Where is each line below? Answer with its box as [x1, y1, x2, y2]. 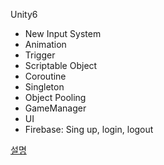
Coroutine [24, 70, 67, 82]
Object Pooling [24, 92, 87, 103]
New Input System [24, 28, 102, 39]
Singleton [24, 81, 65, 93]
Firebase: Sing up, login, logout [24, 124, 154, 135]
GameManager [24, 102, 87, 114]
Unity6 [10, 9, 38, 20]
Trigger [24, 49, 56, 61]
